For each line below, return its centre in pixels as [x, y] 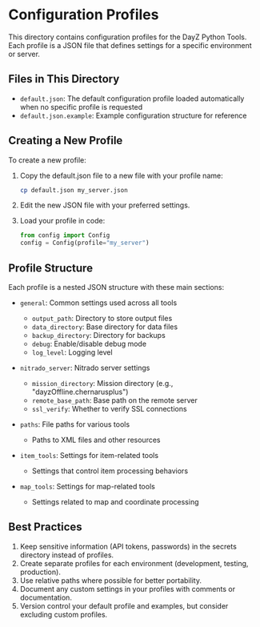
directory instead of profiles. [67, 555]
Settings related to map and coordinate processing [115, 502]
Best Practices [45, 527]
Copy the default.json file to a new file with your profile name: [121, 175]
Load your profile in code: [62, 221]
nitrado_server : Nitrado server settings [85, 368]
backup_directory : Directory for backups [98, 335]
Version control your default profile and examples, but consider [124, 605]
